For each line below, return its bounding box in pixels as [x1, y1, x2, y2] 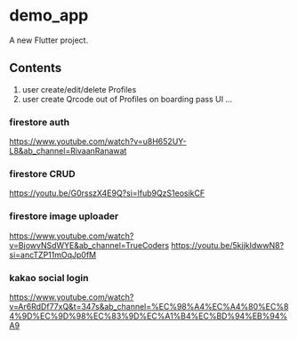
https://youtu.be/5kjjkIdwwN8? [171, 239, 285, 250]
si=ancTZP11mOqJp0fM [9, 249, 97, 260]
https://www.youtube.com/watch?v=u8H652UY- [9, 136, 187, 147]
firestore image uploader [9, 210, 119, 222]
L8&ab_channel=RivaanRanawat [9, 146, 127, 157]
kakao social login [9, 271, 89, 284]
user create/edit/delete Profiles [21, 84, 137, 94]
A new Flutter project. [9, 35, 89, 45]
